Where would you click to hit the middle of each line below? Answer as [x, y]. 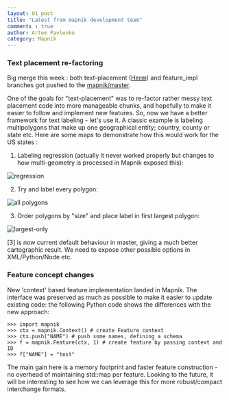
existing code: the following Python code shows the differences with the [109, 304]
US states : [23, 142]
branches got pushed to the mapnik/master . [69, 85]
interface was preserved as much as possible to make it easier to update [110, 297]
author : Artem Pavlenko [41, 33]
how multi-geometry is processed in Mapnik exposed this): [100, 163]
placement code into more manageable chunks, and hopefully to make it [109, 106]
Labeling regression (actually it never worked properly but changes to [116, 156]
